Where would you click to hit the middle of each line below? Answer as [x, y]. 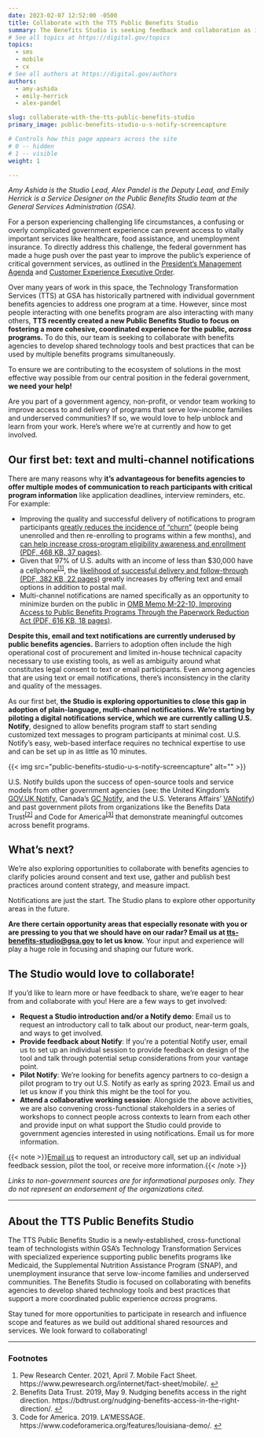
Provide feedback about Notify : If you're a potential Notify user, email [133, 1042]
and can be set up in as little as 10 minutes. [78, 751]
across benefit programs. [49, 825]
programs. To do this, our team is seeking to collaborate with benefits [121, 337]
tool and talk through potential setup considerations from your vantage [134, 1058]
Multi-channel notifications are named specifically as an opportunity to [134, 595]
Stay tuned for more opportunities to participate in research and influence [128, 1314]
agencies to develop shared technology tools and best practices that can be [131, 346]
